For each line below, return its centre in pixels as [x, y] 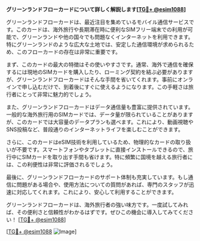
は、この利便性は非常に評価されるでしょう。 [61, 164]
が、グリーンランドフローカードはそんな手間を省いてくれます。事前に [92, 79]
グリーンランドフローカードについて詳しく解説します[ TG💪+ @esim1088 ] [96, 9]
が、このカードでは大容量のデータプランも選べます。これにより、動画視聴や [100, 122]
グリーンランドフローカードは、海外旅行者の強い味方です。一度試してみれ [97, 205]
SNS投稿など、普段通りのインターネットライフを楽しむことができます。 [95, 129]
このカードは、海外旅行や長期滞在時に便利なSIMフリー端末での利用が [102, 30]
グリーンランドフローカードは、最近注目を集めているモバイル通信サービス [98, 22]
